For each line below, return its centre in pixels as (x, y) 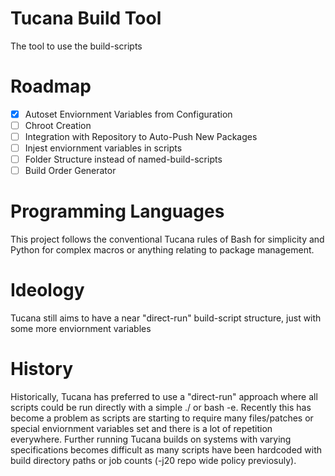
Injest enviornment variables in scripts (103, 148)
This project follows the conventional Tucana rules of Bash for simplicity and (167, 239)
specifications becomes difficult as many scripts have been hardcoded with (166, 450)
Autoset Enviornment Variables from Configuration (128, 114)
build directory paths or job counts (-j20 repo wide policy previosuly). (153, 461)
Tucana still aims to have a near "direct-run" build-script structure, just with (166, 318)
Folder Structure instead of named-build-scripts (123, 159)
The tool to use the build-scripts (76, 46)
